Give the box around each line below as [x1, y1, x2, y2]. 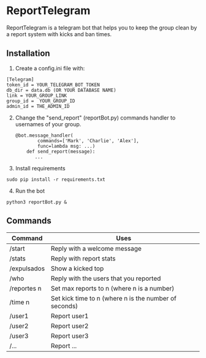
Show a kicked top [50, 264, 104, 273]
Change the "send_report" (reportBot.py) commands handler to [15, 114, 176, 121]
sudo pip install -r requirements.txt [6, 176, 105, 183]
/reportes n [9, 284, 42, 292]
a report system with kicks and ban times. [6, 30, 112, 37]
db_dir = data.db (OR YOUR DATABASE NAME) [6, 87, 116, 93]
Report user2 [50, 321, 89, 330]
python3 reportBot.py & [6, 199, 67, 205]
